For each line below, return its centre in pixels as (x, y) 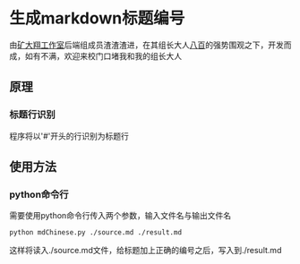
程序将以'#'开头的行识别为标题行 (69, 136)
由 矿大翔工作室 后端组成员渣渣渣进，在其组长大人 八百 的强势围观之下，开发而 (150, 45)
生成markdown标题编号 (97, 18)
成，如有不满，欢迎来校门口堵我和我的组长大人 (95, 55)
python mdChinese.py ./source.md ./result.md (95, 233)
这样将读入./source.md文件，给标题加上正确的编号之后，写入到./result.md (146, 251)
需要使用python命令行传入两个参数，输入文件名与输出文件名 (120, 216)
